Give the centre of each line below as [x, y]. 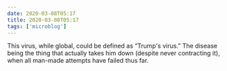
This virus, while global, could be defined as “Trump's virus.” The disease [112, 46]
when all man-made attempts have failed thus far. [78, 61]
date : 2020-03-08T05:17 [42, 13]
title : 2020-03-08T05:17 [43, 20]
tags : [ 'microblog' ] [37, 26]
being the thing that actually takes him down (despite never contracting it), [113, 53]
